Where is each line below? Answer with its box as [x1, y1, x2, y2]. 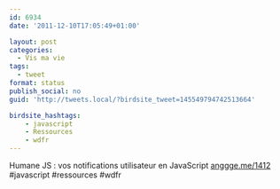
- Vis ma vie [17, 54, 66, 63]
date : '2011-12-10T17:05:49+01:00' [9, 21, 141, 30]
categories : [9, 45, 53, 54]
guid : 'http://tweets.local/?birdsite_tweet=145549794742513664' [9, 95, 255, 104]
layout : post [9, 37, 58, 46]
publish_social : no [9, 86, 82, 96]
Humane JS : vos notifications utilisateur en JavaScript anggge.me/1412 [9, 161, 271, 170]
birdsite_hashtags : [9, 111, 82, 120]
